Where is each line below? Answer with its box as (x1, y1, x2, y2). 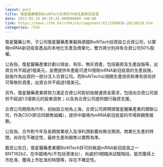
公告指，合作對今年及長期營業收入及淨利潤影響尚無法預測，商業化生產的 (5, 129, 149, 135)
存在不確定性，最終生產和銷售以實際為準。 (17, 135, 103, 140)
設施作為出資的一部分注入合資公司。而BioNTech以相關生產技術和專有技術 (5, 74, 152, 79)
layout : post (5, 7, 32, 12)
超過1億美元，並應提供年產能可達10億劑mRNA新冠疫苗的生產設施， (21, 67, 156, 73)
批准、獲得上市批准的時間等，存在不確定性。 (9, 157, 98, 163)
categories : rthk (5, 25, 40, 30)
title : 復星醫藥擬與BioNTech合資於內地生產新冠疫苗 (5, 12, 99, 16)
